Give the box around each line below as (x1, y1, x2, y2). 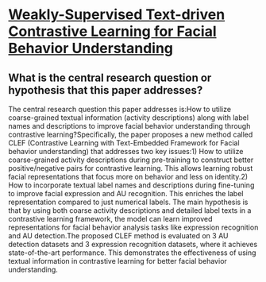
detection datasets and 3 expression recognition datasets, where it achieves (8, 240, 258, 249)
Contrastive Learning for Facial (8, 22, 217, 41)
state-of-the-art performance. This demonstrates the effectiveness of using (8, 248, 256, 257)
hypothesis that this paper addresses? (8, 83, 203, 97)
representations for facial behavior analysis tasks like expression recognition (8, 222, 259, 232)
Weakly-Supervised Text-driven (8, 6, 226, 24)
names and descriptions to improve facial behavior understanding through (8, 122, 251, 130)
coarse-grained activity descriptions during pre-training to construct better (8, 155, 254, 164)
